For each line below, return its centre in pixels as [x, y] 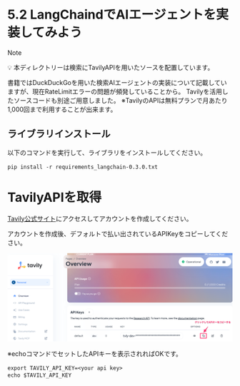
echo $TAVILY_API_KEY [40, 375]
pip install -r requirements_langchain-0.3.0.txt [83, 167]
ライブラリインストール [59, 134]
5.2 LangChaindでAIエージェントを [112, 15]
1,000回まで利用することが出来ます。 [62, 109]
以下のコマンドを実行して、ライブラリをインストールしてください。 [107, 152]
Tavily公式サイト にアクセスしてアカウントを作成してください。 [100, 218]
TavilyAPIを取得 [55, 197]
